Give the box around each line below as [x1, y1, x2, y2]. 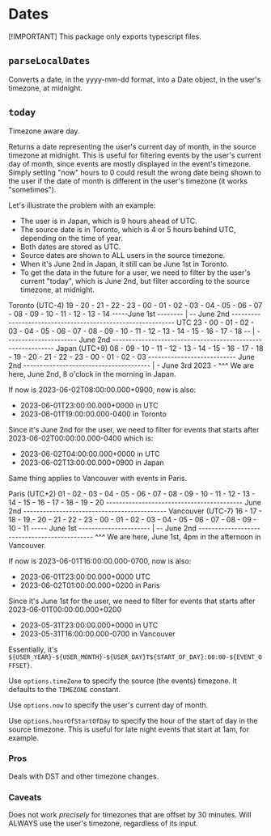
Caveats [8, 792, 42, 803]
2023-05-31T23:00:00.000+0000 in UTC [19, 620, 159, 630]
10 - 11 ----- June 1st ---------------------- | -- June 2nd [8, 523, 197, 533]
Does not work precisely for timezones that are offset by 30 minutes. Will [8, 810, 252, 820]
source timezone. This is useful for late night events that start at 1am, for [8, 724, 249, 734]
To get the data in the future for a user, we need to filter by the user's [19, 268, 251, 277]
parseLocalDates [8, 55, 91, 67]
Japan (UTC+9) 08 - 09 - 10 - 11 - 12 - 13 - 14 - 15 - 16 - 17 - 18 [56, 343, 264, 353]
